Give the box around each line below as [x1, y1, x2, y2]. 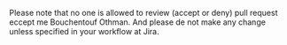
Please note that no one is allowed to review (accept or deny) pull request [9, 8, 278, 18]
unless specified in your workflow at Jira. [9, 26, 159, 36]
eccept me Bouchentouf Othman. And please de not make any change [9, 17, 266, 27]
